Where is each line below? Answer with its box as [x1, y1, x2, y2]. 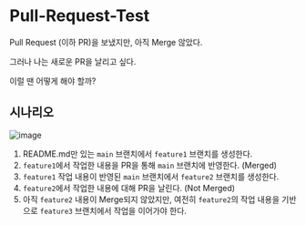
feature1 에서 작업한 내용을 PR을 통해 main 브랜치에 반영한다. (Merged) [22, 159, 278, 170]
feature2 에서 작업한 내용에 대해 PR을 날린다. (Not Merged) [22, 182, 235, 193]
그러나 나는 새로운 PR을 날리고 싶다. [9, 56, 137, 66]
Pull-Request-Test [9, 5, 150, 26]
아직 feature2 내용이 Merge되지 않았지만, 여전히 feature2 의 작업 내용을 [22, 193, 280, 205]
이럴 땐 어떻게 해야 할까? [9, 75, 97, 87]
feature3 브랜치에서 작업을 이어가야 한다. [39, 205, 187, 216]
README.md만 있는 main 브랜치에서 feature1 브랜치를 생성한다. [22, 148, 253, 159]
